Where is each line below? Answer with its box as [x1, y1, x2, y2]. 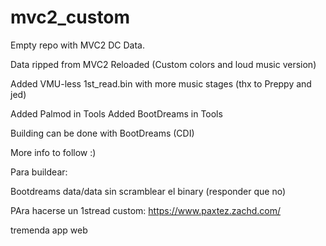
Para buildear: [10, 166, 68, 178]
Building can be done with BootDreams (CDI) [10, 127, 195, 139]
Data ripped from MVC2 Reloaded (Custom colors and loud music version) [10, 58, 317, 70]
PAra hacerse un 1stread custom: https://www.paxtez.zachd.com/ [10, 204, 282, 216]
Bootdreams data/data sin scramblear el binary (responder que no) [10, 185, 287, 197]
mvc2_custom [10, 6, 131, 29]
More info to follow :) [10, 146, 97, 158]
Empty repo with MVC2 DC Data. [10, 39, 145, 51]
